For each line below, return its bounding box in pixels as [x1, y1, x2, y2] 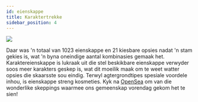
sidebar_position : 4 [6, 19, 58, 25]
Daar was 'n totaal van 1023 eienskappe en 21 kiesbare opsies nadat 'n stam [6, 47, 193, 54]
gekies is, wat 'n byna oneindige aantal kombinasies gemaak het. [6, 53, 165, 60]
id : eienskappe [6, 8, 44, 15]
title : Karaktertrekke [6, 14, 62, 20]
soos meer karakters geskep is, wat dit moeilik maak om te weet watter [6, 65, 180, 73]
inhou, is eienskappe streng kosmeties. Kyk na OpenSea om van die [6, 78, 172, 85]
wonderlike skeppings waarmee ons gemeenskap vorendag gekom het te [6, 84, 186, 91]
